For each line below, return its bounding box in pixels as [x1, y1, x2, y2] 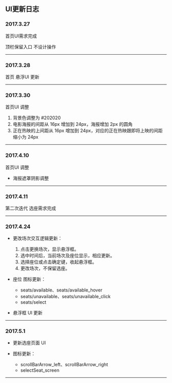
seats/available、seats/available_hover [20, 287, 102, 293]
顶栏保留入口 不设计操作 [5, 43, 56, 50]
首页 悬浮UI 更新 [5, 74, 40, 80]
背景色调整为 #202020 [12, 115, 61, 121]
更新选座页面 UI [12, 340, 46, 346]
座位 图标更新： [12, 276, 46, 282]
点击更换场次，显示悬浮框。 [20, 246, 79, 252]
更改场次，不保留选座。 [20, 265, 70, 272]
